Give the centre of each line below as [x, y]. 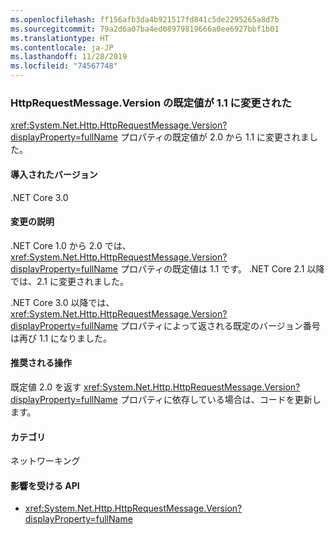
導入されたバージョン [54, 174]
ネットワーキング [45, 461]
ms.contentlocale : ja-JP [62, 47]
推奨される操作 [41, 363]
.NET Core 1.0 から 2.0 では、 [71, 245]
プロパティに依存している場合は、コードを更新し [220, 399]
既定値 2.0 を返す [46, 387]
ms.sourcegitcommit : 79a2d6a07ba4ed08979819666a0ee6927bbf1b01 [145, 29]
